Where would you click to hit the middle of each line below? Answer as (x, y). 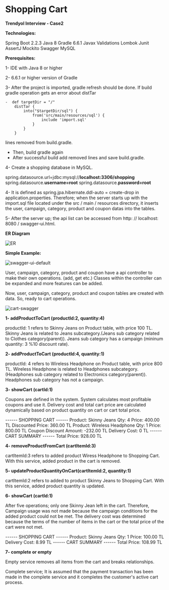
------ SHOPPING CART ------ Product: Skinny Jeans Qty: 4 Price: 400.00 (82, 420)
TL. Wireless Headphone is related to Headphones (58, 369)
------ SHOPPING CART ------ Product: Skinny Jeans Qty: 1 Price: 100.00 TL (85, 536)
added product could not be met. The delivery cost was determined (75, 516)
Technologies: (21, 33)
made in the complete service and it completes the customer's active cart (82, 577)
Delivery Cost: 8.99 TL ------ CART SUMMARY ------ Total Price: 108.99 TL (84, 542)
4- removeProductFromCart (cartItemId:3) (50, 445)
